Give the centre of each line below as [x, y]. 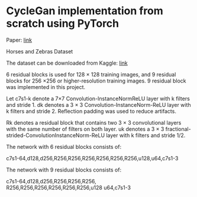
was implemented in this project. [46, 87]
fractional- [178, 129]
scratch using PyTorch [63, 23]
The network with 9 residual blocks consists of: [64, 170]
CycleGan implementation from [85, 11]
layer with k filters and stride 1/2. [146, 135]
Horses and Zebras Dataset [40, 51]
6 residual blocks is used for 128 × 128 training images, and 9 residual [91, 74]
